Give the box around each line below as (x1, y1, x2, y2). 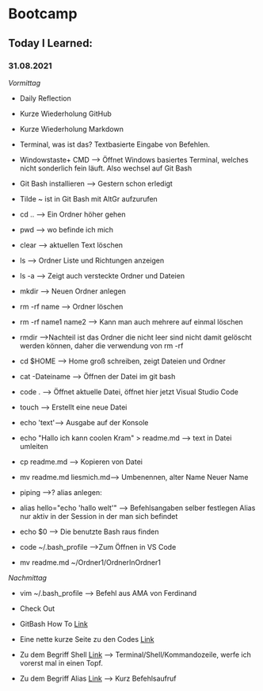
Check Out (19, 604, 55, 613)
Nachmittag (8, 573, 48, 582)
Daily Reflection (19, 93, 71, 103)
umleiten (19, 441, 49, 451)
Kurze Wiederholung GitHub (19, 109, 112, 118)
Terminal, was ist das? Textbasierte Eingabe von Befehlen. (19, 140, 211, 149)
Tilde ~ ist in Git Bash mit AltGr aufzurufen (19, 194, 158, 203)
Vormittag (8, 78, 41, 87)
